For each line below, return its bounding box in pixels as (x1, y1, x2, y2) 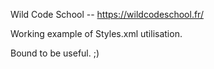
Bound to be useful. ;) (10, 47, 100, 59)
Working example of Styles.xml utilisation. (10, 28, 183, 39)
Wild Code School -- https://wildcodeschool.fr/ (10, 9, 204, 20)
